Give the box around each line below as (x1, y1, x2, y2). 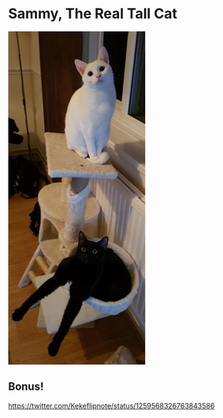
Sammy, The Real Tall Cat (8, 5, 177, 23)
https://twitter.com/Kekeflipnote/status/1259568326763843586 (8, 401, 215, 410)
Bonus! (8, 380, 44, 394)
